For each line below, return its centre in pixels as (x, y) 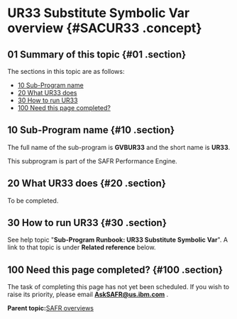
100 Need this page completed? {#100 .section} (115, 270)
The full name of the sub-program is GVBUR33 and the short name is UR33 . (119, 147)
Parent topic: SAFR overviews (51, 308)
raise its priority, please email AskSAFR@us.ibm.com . (88, 294)
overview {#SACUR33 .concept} (105, 28)
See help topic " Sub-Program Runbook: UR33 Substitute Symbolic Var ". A (118, 240)
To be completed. (33, 200)
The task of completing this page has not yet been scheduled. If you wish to (118, 287)
